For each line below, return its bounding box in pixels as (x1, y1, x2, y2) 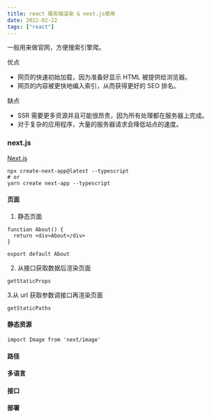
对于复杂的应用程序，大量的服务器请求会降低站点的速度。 (17, 120, 182, 129)
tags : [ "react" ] (7, 23, 54, 30)
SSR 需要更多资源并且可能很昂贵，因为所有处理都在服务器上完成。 (17, 111, 208, 120)
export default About (7, 250, 70, 257)
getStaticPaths (7, 305, 52, 312)
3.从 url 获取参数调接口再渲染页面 (7, 291, 103, 299)
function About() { (7, 226, 64, 233)
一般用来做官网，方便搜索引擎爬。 (7, 43, 105, 52)
